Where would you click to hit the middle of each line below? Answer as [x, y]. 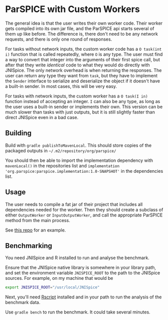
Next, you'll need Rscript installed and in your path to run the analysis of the [83, 297]
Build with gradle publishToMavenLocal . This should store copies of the [78, 145]
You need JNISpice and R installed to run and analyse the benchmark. [77, 258]
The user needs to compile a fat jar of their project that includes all [74, 204]
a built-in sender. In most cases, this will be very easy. [61, 86]
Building [18, 133]
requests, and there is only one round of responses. [59, 39]
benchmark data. [23, 302]
